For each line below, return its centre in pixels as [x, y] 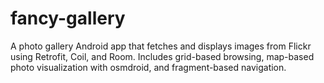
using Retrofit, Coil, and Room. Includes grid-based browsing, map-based [162, 56]
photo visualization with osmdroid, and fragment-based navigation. [148, 67]
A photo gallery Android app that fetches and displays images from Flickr [161, 46]
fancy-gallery [68, 18]
